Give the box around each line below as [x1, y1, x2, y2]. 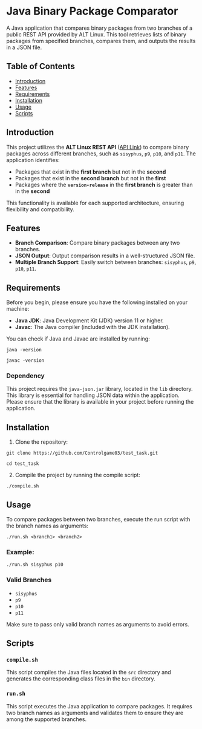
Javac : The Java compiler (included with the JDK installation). [15, 324, 171, 331]
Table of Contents [6, 61, 76, 72]
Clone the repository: [15, 438, 68, 446]
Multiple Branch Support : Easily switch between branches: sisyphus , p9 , [15, 259, 197, 266]
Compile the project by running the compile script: [15, 472, 140, 479]
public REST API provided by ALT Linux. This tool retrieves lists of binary [6, 30, 186, 38]
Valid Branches [6, 575, 52, 584]
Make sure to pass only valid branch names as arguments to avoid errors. [6, 620, 189, 628]
